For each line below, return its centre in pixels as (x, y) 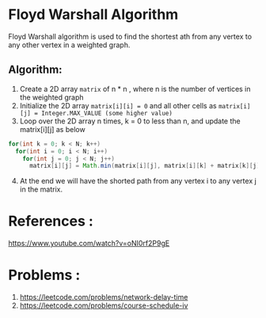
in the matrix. (41, 189)
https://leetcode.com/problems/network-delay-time (104, 297)
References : (51, 221)
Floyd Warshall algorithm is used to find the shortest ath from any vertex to (130, 36)
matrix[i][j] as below (52, 129)
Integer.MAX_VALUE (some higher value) (106, 113)
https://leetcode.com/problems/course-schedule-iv (104, 305)
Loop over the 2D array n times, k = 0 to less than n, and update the (130, 121)
